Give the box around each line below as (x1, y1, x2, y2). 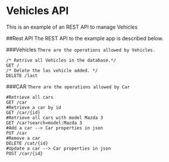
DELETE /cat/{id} (6, 140, 49, 146)
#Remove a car (6, 135, 41, 141)
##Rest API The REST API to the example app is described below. (6, 35, 164, 42)
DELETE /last (6, 73, 38, 78)
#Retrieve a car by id (6, 104, 61, 111)
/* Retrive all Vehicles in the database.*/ (6, 57, 116, 63)
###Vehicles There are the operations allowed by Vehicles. (6, 46, 156, 53)
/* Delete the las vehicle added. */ (6, 67, 98, 74)
